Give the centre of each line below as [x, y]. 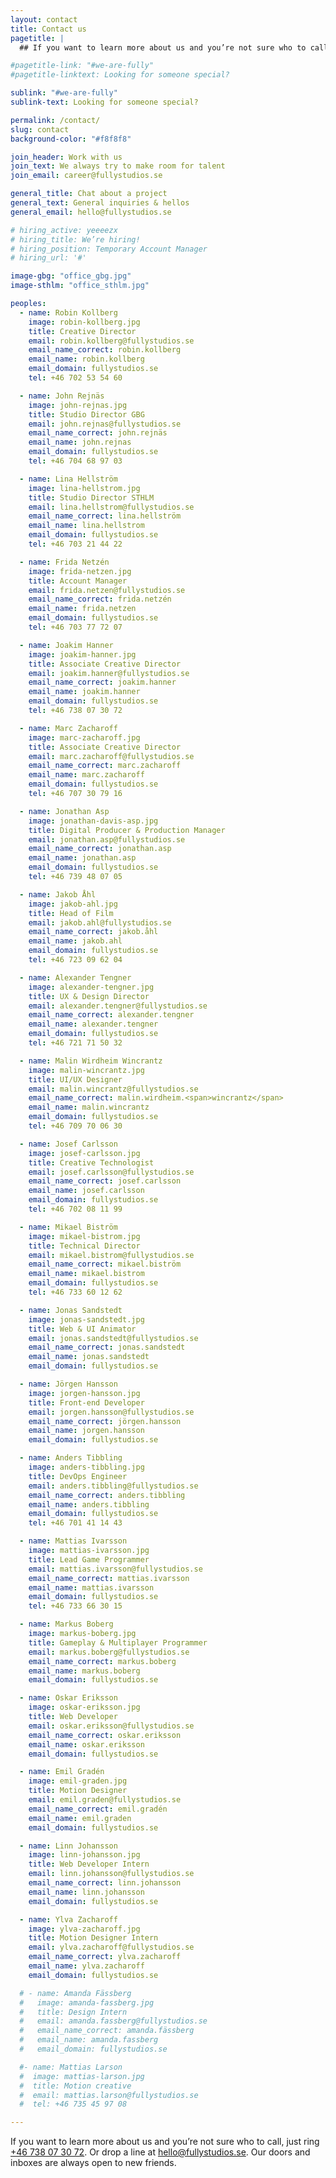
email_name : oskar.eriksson [86, 1744]
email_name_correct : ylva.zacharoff [105, 1957]
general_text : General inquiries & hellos [100, 203]
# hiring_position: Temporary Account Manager [109, 249]
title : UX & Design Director [89, 996]
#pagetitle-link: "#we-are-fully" [82, 66]
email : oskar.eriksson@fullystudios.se [111, 1726]
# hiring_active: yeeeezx [64, 230]
